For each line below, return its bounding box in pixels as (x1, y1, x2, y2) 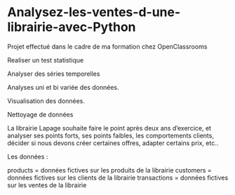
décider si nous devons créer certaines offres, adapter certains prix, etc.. (7, 138, 219, 147)
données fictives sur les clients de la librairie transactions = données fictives (7, 173, 229, 182)
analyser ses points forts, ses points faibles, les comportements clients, (7, 131, 214, 140)
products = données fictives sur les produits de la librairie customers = (7, 166, 212, 174)
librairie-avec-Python (7, 19, 136, 35)
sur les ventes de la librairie (7, 180, 87, 189)
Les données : (7, 152, 48, 161)
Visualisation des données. (7, 96, 86, 105)
